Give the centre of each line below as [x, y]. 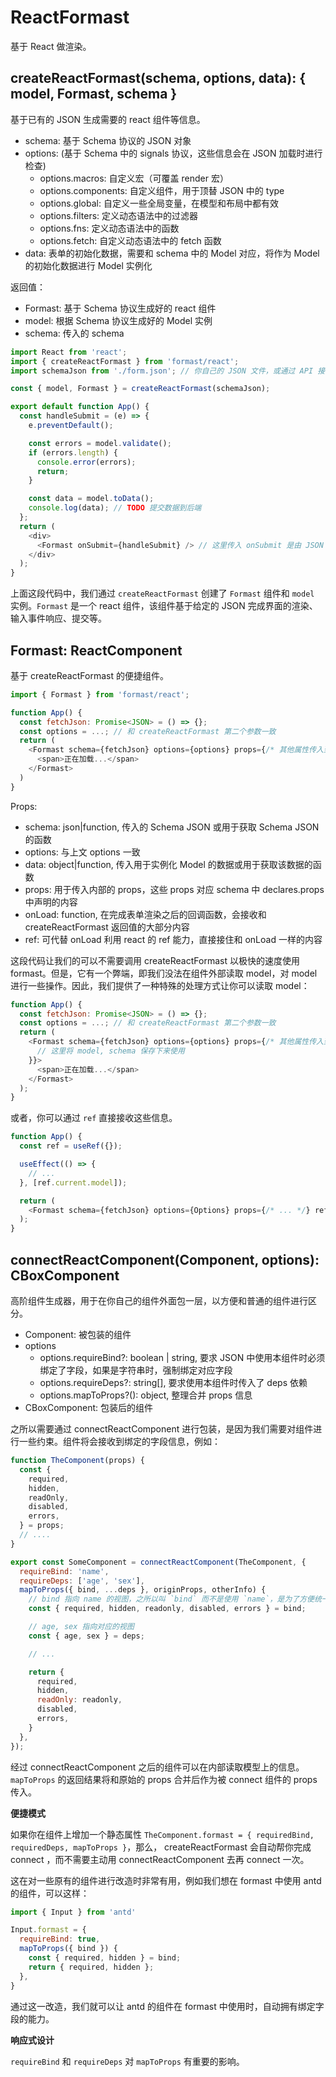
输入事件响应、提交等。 [58, 618]
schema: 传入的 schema [74, 333]
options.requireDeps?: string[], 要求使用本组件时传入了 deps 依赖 [173, 1382]
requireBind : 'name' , [64, 1571]
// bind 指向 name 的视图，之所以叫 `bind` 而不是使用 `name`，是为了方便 [171, 1599]
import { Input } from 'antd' [73, 1912]
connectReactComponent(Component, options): [165, 1259]
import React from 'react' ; [69, 352]
